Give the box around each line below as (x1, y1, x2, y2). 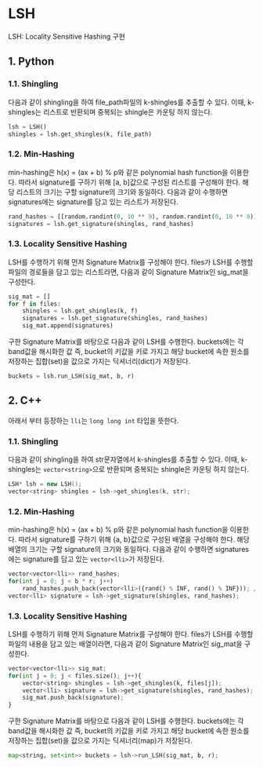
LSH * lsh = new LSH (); (8, 480, 82, 488)
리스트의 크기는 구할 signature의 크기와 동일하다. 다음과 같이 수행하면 (16, 187, 229, 196)
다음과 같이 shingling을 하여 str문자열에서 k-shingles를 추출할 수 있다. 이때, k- (8, 455, 248, 464)
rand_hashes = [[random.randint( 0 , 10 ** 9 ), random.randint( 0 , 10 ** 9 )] (8, 213, 258, 221)
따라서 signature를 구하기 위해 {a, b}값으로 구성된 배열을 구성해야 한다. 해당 (18, 535, 250, 544)
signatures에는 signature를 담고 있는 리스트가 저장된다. (8, 197, 178, 206)
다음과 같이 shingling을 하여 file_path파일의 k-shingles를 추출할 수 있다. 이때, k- (8, 97, 254, 107)
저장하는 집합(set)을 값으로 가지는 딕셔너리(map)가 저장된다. (8, 736, 193, 746)
